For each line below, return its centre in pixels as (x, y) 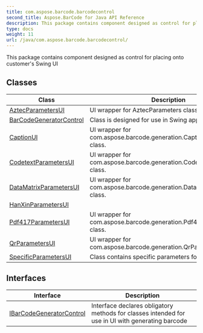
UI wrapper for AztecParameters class (144, 110)
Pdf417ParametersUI (40, 222)
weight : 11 (20, 35)
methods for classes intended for (138, 313)
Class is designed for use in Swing (138, 120)
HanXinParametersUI (39, 205)
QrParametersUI (32, 243)
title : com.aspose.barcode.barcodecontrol (60, 12)
